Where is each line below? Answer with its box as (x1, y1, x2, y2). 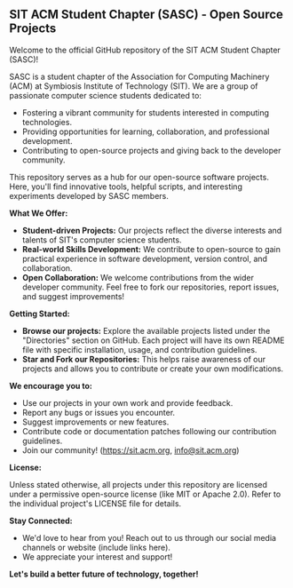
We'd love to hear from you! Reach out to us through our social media (21, 532, 277, 543)
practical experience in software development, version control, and (21, 253, 268, 264)
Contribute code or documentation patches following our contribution (21, 425, 277, 436)
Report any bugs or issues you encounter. (21, 407, 176, 417)
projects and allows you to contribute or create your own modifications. (21, 363, 284, 374)
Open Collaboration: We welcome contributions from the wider (21, 272, 255, 282)
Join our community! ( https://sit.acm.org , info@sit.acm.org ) (21, 444, 240, 456)
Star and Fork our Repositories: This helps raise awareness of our (21, 354, 266, 364)
